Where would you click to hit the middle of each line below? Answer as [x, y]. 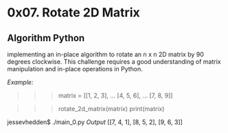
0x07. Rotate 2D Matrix [73, 13]
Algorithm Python [46, 38]
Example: [20, 82]
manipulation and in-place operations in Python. [75, 69]
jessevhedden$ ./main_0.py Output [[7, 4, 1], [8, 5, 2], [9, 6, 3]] [95, 122]
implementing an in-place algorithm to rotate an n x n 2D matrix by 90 [106, 54]
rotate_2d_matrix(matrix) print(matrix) [111, 109]
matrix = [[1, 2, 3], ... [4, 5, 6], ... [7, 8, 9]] [115, 95]
